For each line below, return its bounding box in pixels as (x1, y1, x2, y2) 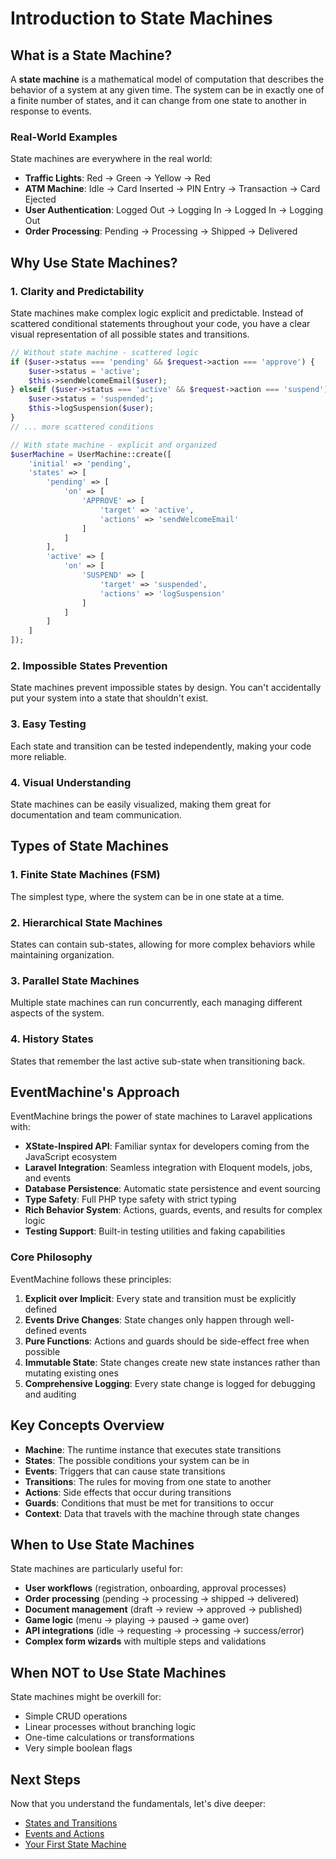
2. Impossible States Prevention (10, 659, 168, 673)
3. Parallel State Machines (10, 973, 140, 987)
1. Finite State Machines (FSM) (10, 868, 161, 882)
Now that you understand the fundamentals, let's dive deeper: (10, 1797, 267, 1809)
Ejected (24, 193, 57, 206)
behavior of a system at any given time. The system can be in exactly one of (10, 84, 325, 96)
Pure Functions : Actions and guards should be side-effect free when (24, 1335, 310, 1347)
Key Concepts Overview (10, 1417, 165, 1434)
